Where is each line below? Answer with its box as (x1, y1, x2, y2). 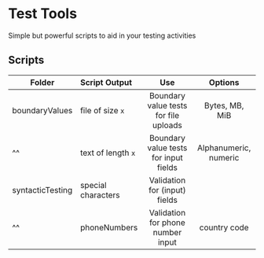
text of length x (79, 147, 136, 158)
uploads (152, 120, 182, 131)
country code (199, 222, 249, 233)
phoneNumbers (79, 222, 138, 233)
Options (208, 76, 240, 87)
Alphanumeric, (197, 142, 251, 153)
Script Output (79, 76, 132, 87)
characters (79, 190, 120, 201)
